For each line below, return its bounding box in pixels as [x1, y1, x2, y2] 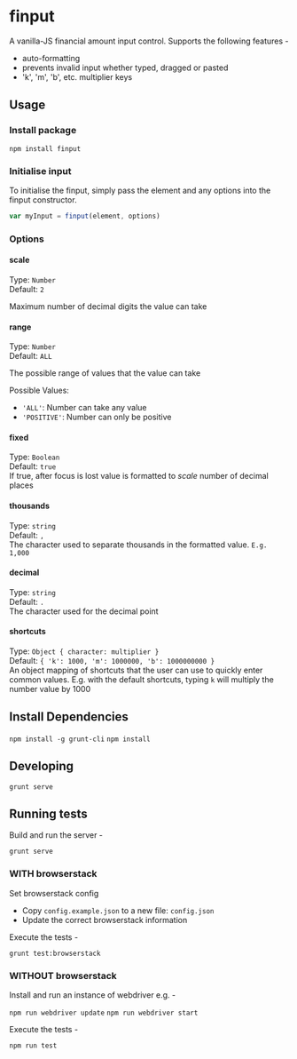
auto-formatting [21, 52, 81, 63]
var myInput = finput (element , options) [9, 211, 161, 220]
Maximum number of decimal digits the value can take [9, 300, 207, 312]
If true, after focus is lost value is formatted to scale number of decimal [9, 471, 269, 482]
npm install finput [9, 144, 82, 153]
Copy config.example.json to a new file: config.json [21, 904, 215, 916]
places [9, 480, 34, 490]
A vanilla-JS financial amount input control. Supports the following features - [9, 36, 289, 46]
